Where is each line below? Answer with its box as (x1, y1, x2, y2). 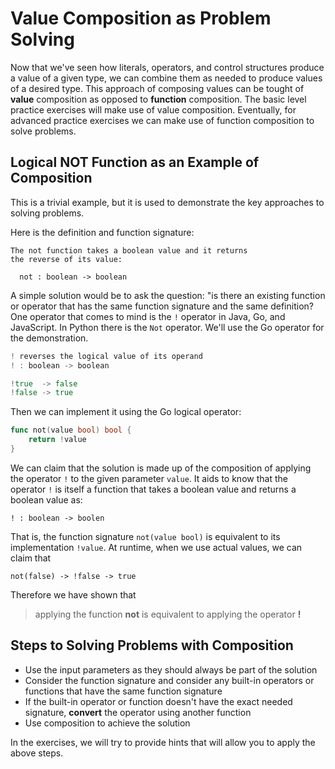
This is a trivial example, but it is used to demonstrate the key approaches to (10, 196, 325, 208)
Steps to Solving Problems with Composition (10, 637, 294, 654)
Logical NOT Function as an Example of (10, 154, 260, 171)
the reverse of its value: (10, 254, 123, 264)
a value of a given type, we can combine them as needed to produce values (10, 72, 323, 84)
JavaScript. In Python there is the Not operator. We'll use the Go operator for (10, 321, 325, 333)
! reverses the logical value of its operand (10, 351, 203, 361)
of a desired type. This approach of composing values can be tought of (10, 82, 305, 94)
